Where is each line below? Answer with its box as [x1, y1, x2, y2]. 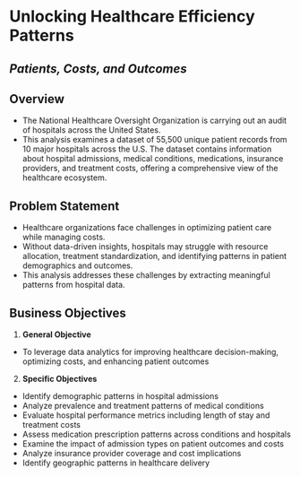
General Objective [21, 329, 91, 340]
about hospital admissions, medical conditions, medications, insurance [21, 153, 284, 164]
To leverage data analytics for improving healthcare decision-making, [21, 347, 279, 358]
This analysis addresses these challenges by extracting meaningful [21, 270, 270, 281]
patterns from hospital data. [21, 280, 125, 291]
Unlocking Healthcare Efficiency [9, 6, 255, 27]
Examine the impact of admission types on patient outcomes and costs [21, 438, 285, 449]
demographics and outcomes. [21, 260, 133, 271]
